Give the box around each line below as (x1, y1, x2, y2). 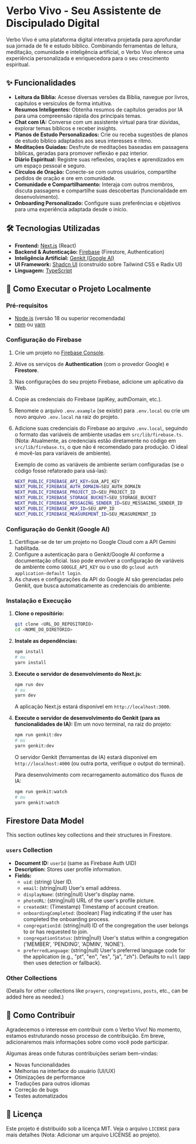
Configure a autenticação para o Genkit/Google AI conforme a (14, 550, 165, 558)
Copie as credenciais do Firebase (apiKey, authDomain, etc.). (14, 395, 162, 402)
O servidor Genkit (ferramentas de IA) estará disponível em (14, 753, 157, 760)
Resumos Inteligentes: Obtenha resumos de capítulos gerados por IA (14, 106, 183, 113)
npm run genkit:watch (14, 788, 67, 794)
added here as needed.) (6, 993, 64, 1000)
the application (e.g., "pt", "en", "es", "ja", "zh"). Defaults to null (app (23, 953, 190, 960)
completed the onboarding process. (23, 915, 110, 922)
